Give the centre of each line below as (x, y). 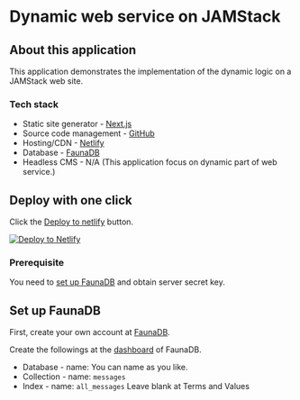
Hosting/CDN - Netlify (64, 143)
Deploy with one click (71, 200)
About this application (73, 50)
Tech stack (34, 104)
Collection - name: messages (74, 377)
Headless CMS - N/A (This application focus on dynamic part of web (150, 162)
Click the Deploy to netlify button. (71, 222)
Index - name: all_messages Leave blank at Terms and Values (136, 386)
